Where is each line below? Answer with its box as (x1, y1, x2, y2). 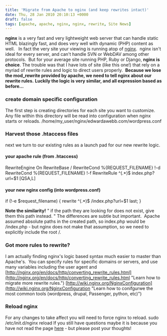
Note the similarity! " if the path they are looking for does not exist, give (5, 208, 154, 214)
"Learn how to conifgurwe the (91, 285, 153, 291)
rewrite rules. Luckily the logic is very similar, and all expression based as (5, 78, 162, 84)
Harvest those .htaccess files (5, 130, 79, 137)
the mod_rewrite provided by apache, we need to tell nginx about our (5, 72, 152, 78)
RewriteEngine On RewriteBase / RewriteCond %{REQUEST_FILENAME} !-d (5, 164, 160, 171)
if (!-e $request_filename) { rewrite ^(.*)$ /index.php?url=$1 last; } (5, 198, 141, 204)
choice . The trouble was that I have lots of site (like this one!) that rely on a (5, 62, 160, 68)
